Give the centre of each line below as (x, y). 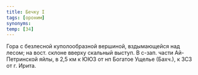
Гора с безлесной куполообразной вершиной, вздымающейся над (93, 46)
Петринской (22, 59)
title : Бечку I (26, 12)
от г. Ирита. (21, 66)
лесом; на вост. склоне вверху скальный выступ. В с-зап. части (90, 53)
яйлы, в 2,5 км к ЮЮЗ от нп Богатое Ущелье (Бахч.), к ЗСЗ (116, 59)
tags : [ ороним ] (26, 18)
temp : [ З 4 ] (20, 29)
